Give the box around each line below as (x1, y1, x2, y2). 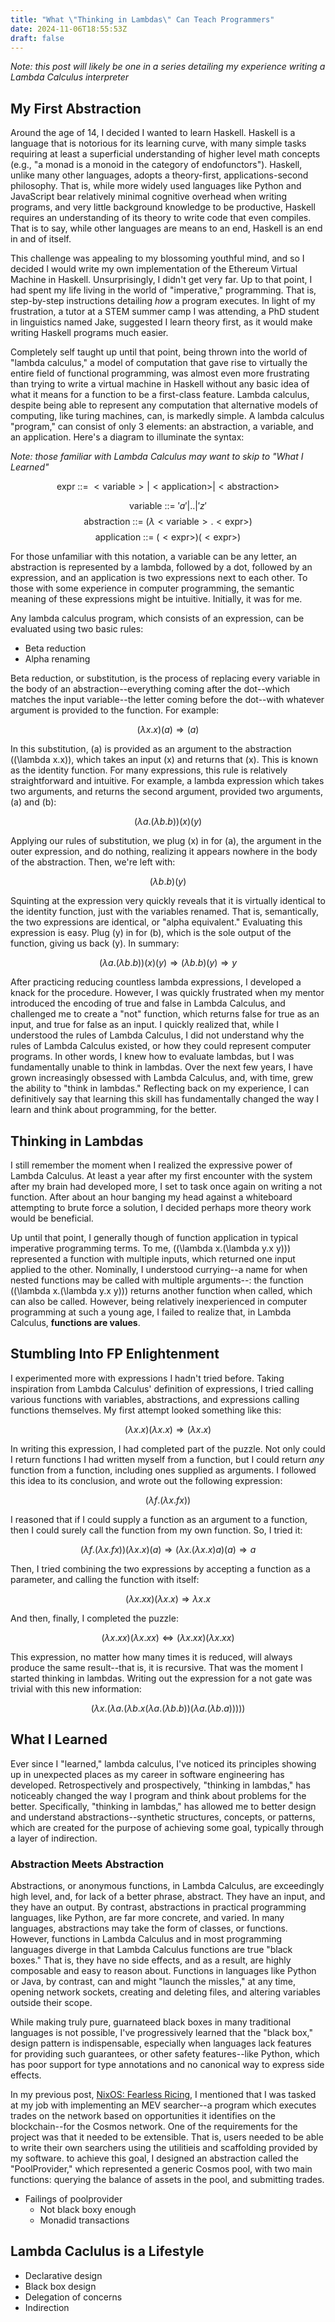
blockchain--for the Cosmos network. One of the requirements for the (10, 2120, 298, 2132)
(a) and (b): (10, 796, 57, 808)
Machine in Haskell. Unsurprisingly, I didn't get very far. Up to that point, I (10, 274, 313, 286)
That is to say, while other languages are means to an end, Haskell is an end (10, 222, 323, 235)
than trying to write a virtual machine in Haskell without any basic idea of (10, 378, 310, 390)
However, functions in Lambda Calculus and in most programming (10, 1932, 283, 1945)
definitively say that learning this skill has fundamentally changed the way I (10, 1093, 320, 1105)
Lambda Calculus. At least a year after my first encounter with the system (10, 1170, 313, 1181)
